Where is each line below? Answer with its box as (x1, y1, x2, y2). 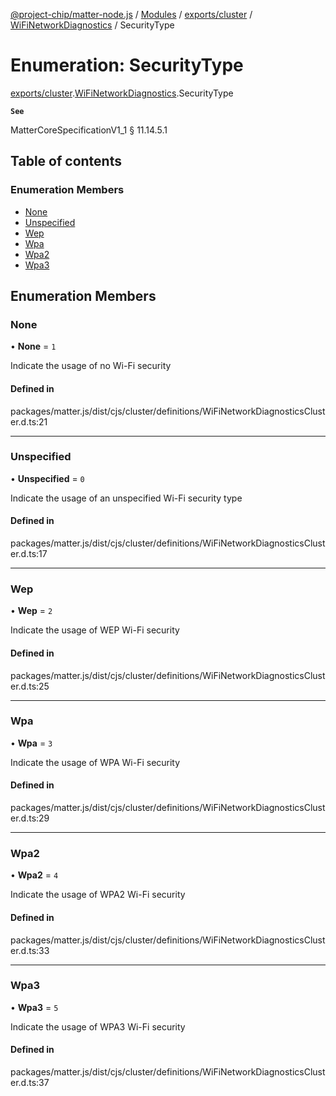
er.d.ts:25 (10, 680, 50, 692)
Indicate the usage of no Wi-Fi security (10, 360, 172, 372)
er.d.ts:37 (10, 1077, 50, 1089)
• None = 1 (10, 340, 57, 353)
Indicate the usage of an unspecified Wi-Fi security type (10, 492, 243, 504)
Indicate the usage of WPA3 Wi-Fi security (10, 1020, 186, 1033)
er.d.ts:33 (10, 944, 50, 956)
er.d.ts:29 (10, 812, 50, 824)
